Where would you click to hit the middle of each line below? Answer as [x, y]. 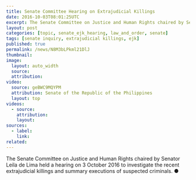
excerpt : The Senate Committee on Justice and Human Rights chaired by [95, 22]
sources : [17, 126]
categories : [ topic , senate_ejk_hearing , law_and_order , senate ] [87, 33]
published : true [26, 44]
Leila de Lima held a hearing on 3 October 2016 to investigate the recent [93, 165]
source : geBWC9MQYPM [36, 88]
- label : [22, 131]
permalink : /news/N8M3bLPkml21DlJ [48, 50]
